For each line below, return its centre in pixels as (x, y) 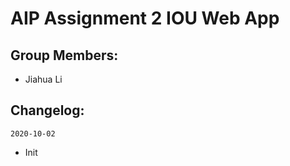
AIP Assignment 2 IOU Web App (145, 18)
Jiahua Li (43, 79)
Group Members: (64, 55)
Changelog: (47, 110)
